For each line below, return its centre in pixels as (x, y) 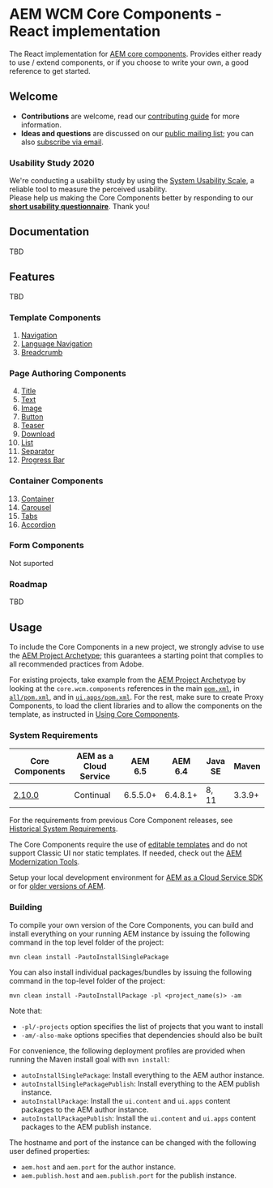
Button (32, 417)
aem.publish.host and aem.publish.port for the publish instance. (129, 1175)
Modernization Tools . (45, 862)
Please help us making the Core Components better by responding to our (131, 198)
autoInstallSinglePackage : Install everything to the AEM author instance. (143, 1074)
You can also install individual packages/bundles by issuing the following (130, 972)
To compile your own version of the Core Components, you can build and (131, 924)
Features (32, 277)
